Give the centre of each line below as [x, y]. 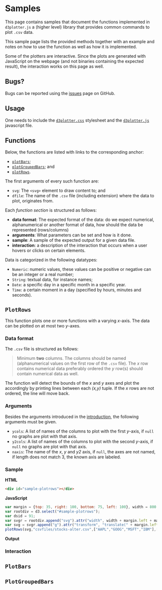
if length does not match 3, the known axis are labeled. [67, 457]
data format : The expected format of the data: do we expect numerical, [83, 220]
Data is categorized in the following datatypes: [51, 260]
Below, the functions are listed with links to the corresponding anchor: [74, 152]
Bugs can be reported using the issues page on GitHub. [60, 93]
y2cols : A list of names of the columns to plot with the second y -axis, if [82, 441]
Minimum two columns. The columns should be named [71, 358]
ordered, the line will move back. [37, 393]
